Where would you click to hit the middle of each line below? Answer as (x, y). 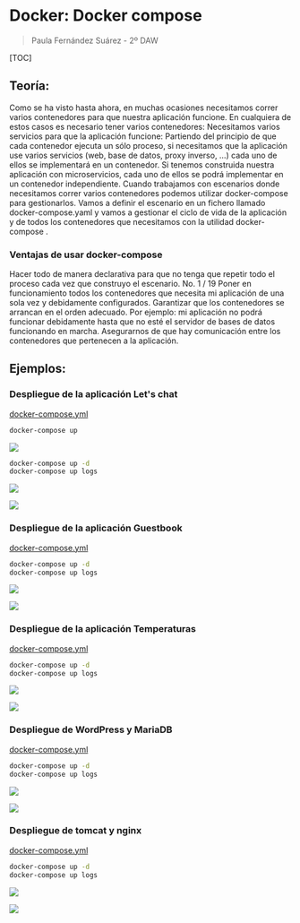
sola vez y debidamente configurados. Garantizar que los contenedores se (147, 303)
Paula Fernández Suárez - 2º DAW (94, 40)
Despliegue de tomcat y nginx (76, 831)
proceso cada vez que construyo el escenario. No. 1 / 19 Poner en (131, 284)
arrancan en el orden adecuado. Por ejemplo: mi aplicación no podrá (136, 312)
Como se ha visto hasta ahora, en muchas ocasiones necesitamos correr (144, 108)
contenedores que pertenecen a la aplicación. (94, 341)
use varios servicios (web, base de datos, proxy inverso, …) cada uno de (143, 155)
